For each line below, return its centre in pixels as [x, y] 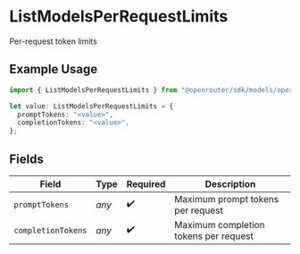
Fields [27, 159]
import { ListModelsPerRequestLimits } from [93, 90]
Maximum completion [219, 224]
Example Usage [54, 69]
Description [230, 183]
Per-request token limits [54, 41]
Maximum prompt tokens [226, 199]
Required [146, 183]
